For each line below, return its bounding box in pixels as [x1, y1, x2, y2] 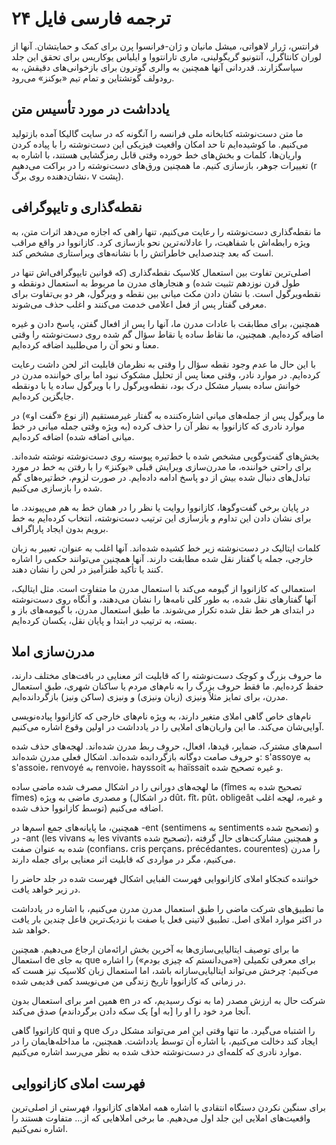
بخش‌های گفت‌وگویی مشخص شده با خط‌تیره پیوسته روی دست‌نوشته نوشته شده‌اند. [11, 450, 320, 462]
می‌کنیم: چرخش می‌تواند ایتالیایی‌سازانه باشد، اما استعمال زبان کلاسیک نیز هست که [11, 965, 319, 977]
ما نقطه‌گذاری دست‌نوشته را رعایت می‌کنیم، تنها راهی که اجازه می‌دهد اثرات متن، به [11, 225, 322, 237]
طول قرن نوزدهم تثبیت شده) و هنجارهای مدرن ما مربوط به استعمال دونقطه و [11, 277, 301, 289]
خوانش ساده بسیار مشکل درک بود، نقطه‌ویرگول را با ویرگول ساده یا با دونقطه [11, 379, 301, 391]
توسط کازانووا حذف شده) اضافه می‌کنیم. [11, 802, 164, 814]
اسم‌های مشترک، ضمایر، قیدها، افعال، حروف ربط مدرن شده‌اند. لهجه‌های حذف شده [11, 740, 323, 752]
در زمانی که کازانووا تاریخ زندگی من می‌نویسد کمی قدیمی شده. [11, 975, 246, 987]
